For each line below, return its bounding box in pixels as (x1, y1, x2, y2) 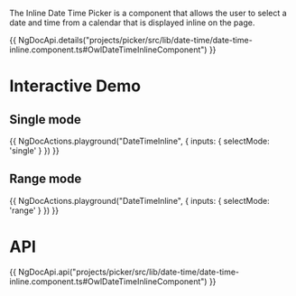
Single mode (9, 112, 81, 127)
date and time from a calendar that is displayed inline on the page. (9, 17, 255, 28)
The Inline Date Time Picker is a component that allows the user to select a (9, 8, 287, 18)
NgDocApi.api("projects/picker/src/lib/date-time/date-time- (17, 266, 240, 277)
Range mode (9, 171, 82, 187)
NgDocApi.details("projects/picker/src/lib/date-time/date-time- (17, 35, 253, 45)
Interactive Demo (9, 76, 142, 97)
